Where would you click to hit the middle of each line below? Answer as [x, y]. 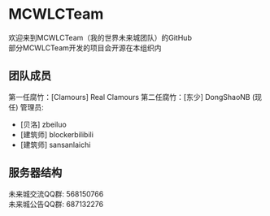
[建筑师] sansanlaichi [55, 145]
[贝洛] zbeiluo [43, 124]
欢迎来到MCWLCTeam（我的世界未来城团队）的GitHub [100, 37]
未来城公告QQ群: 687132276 [56, 204]
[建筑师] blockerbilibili [57, 134]
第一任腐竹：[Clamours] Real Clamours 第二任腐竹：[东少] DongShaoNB [129, 97]
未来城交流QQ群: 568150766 [56, 194]
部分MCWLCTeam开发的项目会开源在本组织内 [85, 48]
